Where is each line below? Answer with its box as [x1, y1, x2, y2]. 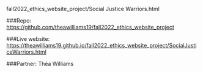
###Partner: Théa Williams [6, 60, 74, 67]
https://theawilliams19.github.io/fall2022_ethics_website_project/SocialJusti [6, 42, 197, 49]
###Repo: [6, 17, 32, 24]
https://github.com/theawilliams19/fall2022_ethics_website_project [6, 24, 174, 31]
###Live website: [6, 35, 50, 42]
